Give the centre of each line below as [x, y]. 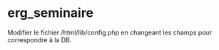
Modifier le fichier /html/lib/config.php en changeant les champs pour [110, 32]
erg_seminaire [51, 13]
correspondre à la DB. [40, 39]
